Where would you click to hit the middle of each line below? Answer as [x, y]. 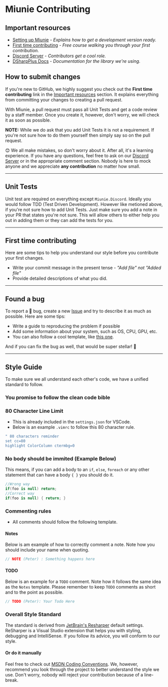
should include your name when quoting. [47, 550]
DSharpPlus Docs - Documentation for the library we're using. [76, 61]
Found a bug [25, 299]
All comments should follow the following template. [65, 522]
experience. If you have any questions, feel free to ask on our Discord [77, 155]
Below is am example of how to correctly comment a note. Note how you [80, 545]
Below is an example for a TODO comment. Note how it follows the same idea [83, 582]
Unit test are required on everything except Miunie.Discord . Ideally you [78, 199]
